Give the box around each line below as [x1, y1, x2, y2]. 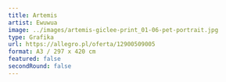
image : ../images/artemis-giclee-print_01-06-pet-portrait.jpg [8, 26, 219, 34]
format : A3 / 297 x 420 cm [8, 48, 96, 55]
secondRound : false [8, 62, 72, 70]
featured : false [8, 55, 61, 63]
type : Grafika [8, 33, 55, 41]
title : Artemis [8, 11, 58, 20]
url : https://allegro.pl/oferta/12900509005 [8, 41, 156, 48]
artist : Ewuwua [8, 19, 58, 27]
